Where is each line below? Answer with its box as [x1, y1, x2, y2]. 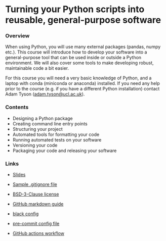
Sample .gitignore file [12, 181, 57, 187]
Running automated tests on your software [12, 136, 102, 142]
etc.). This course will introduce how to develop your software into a [5, 49, 147, 55]
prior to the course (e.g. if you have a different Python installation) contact [5, 86, 160, 92]
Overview [5, 32, 30, 39]
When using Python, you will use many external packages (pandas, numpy [5, 44, 161, 50]
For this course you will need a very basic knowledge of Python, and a [5, 75, 152, 81]
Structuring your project [12, 126, 63, 132]
